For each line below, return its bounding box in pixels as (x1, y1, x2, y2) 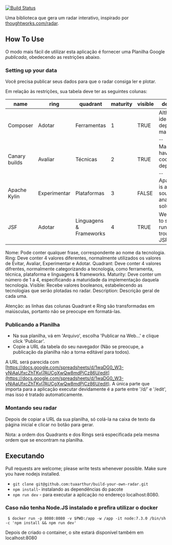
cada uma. (5, 293, 28, 299)
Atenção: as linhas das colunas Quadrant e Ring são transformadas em (5, 303, 155, 309)
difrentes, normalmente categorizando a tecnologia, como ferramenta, (5, 266, 154, 272)
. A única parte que (109, 381, 150, 387)
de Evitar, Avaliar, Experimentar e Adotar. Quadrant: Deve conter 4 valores (5, 260, 161, 267)
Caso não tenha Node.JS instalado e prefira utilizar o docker (5, 504, 158, 511)
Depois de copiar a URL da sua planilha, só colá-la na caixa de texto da (5, 416, 155, 422)
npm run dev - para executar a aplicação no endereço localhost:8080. (12, 491, 160, 497)
